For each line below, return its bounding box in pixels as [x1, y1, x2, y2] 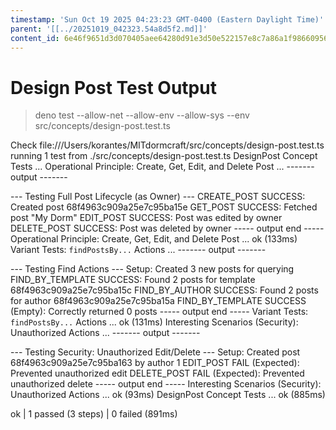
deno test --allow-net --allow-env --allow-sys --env [34, 109, 250, 121]
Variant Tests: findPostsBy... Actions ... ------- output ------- [10, 244, 267, 256]
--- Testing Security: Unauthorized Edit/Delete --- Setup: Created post [10, 346, 301, 358]
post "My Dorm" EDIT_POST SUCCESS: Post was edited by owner [10, 212, 283, 224]
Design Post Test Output [10, 76, 217, 99]
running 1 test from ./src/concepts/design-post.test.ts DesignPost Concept [10, 150, 318, 162]
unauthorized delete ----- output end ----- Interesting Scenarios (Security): [10, 378, 322, 390]
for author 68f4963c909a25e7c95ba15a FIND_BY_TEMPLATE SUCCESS [10, 295, 307, 307]
